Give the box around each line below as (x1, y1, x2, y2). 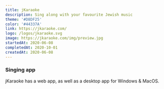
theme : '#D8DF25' (5, 17, 42, 22)
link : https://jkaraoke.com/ (5, 26, 67, 31)
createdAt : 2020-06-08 (5, 50, 53, 55)
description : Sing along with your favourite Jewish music (5, 12, 133, 17)
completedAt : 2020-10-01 (5, 45, 58, 50)
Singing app (5, 66, 36, 73)
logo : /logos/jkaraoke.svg (5, 31, 62, 36)
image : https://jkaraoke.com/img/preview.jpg (5, 36, 103, 41)
